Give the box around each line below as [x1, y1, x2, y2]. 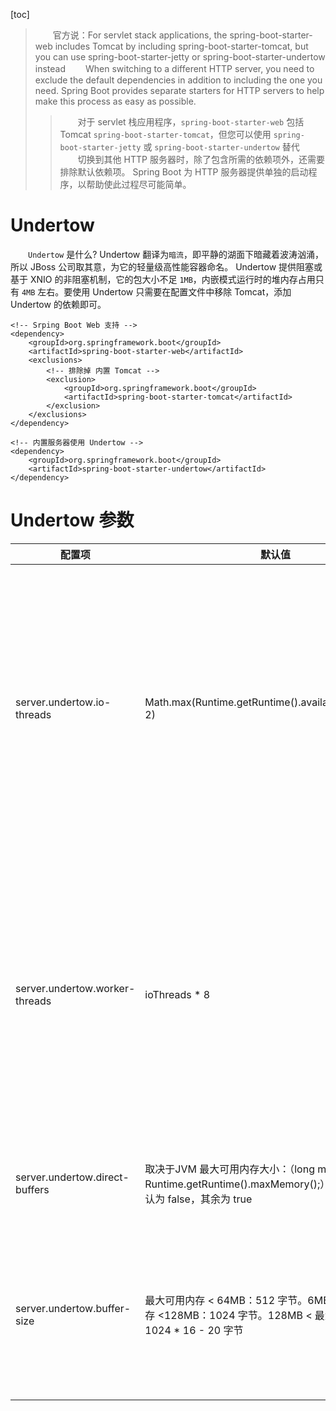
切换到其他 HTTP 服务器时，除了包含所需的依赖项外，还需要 [77, 154, 325, 165]
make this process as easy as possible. [34, 95, 197, 107]
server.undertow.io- [15, 695, 112, 709]
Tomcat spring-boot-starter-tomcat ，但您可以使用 [59, 129, 272, 140]
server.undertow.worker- [15, 981, 136, 995]
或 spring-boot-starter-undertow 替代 [143, 141, 300, 153]
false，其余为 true [167, 1192, 253, 1206]
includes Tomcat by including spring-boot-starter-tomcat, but [54, 40, 309, 52]
